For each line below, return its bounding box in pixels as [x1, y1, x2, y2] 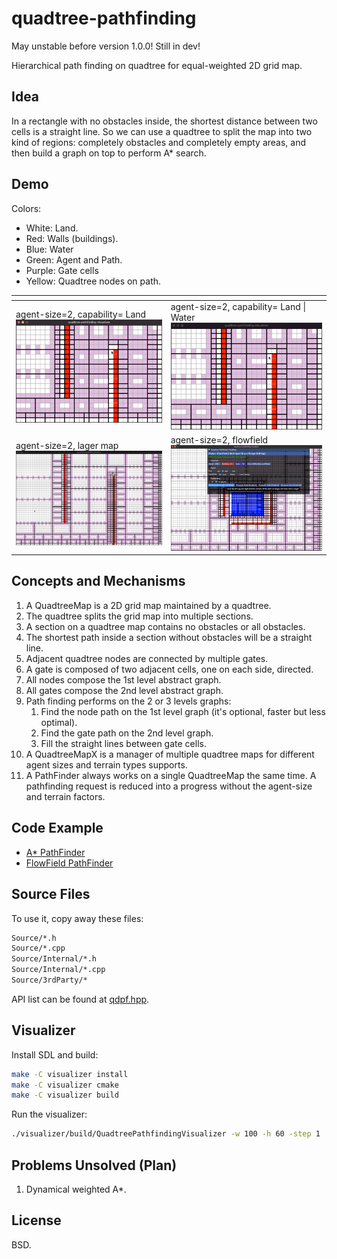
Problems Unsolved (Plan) [11, 1157, 178, 1174]
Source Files [11, 886, 91, 903]
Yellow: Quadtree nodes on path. [25, 275, 162, 287]
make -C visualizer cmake [11, 1080, 119, 1090]
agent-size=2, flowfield [170, 434, 269, 446]
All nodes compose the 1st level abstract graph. [25, 673, 222, 686]
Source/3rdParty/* [11, 975, 88, 985]
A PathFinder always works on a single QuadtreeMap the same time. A [25, 769, 317, 781]
